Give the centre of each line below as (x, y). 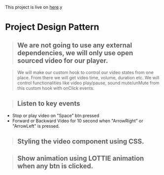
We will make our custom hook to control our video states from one (85, 72)
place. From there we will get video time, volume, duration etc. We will (88, 78)
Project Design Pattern (52, 27)
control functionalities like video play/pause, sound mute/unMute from (88, 83)
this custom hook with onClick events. (56, 88)
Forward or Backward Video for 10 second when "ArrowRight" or (78, 121)
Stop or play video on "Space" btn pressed (56, 115)
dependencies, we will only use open (75, 53)
